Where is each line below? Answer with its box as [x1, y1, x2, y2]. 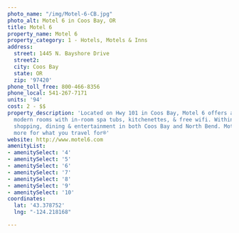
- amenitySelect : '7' [7, 168, 72, 176]
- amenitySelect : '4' [7, 149, 72, 156]
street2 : [14, 57, 40, 64]
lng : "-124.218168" [14, 209, 72, 216]
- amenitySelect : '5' [7, 156, 72, 163]
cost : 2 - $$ [7, 103, 46, 110]
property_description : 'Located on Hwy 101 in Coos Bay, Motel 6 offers [7, 109, 228, 116]
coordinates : [7, 195, 46, 202]
